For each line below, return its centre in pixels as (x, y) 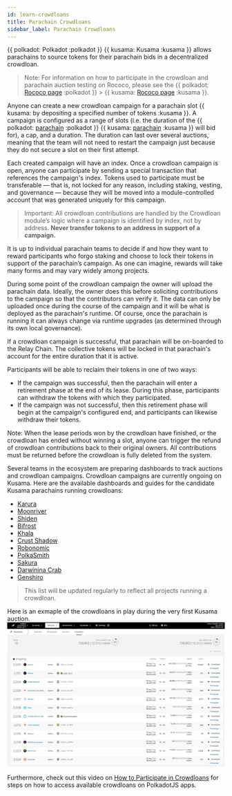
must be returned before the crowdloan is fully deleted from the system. (110, 455)
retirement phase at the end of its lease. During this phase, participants (118, 390)
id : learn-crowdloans (38, 15)
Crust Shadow (37, 541)
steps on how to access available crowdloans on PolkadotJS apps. (102, 785)
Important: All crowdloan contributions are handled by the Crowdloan (122, 214)
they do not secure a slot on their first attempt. (73, 150)
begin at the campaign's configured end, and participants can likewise (117, 413)
